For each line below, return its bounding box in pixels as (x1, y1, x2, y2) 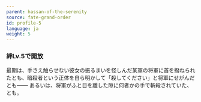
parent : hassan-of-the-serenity (6, 8, 87, 15)
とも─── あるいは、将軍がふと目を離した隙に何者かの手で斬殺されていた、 (6, 82, 193, 89)
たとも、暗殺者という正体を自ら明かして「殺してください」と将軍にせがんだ (6, 74, 195, 82)
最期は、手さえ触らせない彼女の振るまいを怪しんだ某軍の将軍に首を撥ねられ (6, 67, 196, 74)
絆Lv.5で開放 (6, 52, 44, 61)
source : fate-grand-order (6, 14, 71, 20)
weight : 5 (6, 31, 31, 37)
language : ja (6, 25, 39, 32)
